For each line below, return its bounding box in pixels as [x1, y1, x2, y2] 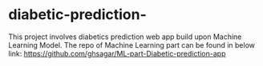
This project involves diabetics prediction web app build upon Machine [8, 32, 242, 41]
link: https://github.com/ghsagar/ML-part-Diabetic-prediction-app [8, 49, 226, 58]
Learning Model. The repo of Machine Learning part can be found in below [8, 40, 255, 49]
